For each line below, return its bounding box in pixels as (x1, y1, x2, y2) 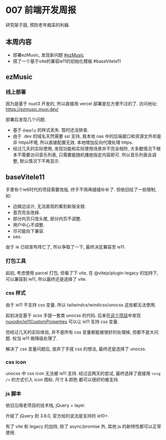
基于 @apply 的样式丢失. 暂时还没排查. (12, 127, 89, 133)
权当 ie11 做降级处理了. (12, 335, 58, 341)
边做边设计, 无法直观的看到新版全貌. (12, 203, 86, 209)
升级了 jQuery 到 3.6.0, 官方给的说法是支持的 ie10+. (5, 413, 109, 419)
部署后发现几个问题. (5, 117, 46, 123)
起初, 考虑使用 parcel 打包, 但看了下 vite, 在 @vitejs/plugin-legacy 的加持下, (5, 270, 159, 276)
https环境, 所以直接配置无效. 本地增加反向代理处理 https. (18, 139, 133, 145)
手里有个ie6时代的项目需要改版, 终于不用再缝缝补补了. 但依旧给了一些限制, (5, 187, 157, 192)
